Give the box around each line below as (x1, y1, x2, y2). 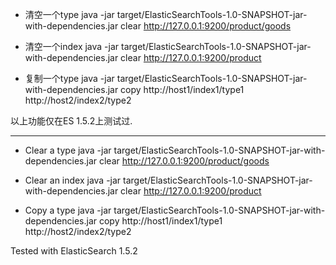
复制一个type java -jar (24, 73, 115, 84)
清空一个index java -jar (24, 41, 120, 52)
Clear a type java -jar (24, 144, 112, 156)
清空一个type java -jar (24, 9, 115, 20)
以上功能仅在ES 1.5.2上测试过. (10, 115, 133, 127)
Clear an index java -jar (24, 174, 122, 186)
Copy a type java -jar (24, 204, 112, 216)
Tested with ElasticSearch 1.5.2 (10, 245, 138, 257)
